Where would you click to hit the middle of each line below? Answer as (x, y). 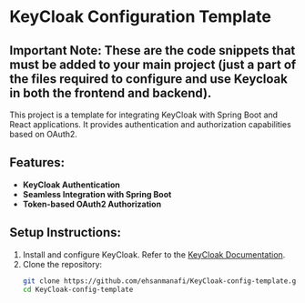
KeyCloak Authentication (71, 185)
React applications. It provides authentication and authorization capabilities (150, 124)
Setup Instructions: (65, 232)
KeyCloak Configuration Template (140, 17)
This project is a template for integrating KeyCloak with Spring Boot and (144, 115)
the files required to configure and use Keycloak (149, 79)
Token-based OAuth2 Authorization (92, 204)
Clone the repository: (62, 264)
